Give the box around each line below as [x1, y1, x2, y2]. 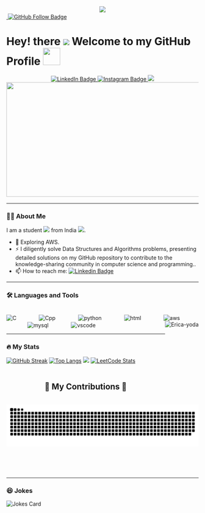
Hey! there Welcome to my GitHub [6, 35, 191, 48]
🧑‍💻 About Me [6, 212, 46, 220]
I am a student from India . [6, 227, 86, 234]
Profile [6, 54, 41, 68]
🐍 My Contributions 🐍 [45, 381, 127, 391]
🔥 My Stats [6, 342, 40, 351]
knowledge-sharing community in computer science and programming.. [15, 261, 196, 268]
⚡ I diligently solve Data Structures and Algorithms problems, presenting [15, 246, 197, 253]
